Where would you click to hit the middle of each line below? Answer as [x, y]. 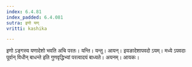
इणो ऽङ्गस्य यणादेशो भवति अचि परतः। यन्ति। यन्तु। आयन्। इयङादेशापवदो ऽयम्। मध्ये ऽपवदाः [96, 51]
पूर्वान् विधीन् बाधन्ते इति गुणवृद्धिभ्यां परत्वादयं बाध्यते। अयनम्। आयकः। [73, 57]
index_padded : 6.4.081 [35, 17]
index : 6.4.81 [24, 12]
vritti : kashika [27, 28]
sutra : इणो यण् [23, 23]
